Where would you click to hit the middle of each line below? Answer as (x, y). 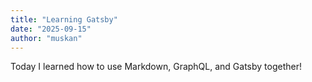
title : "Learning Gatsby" (64, 19)
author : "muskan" (46, 38)
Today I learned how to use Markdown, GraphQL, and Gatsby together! (156, 67)
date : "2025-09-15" (51, 29)
